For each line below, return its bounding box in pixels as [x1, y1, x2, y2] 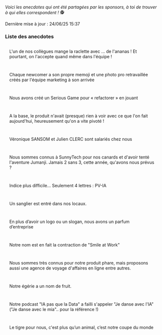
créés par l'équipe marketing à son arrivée [9, 77, 95, 83]
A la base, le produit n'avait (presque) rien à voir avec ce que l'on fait [9, 113, 148, 119]
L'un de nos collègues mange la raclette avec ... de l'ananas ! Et [9, 48, 137, 54]
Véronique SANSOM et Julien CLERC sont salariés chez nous [9, 136, 133, 142]
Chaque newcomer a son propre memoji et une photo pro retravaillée [9, 72, 148, 78]
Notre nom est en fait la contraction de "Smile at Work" [9, 242, 120, 248]
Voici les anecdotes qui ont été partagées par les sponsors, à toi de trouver [5, 4, 157, 10]
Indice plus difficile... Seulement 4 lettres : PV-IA [9, 183, 106, 189]
